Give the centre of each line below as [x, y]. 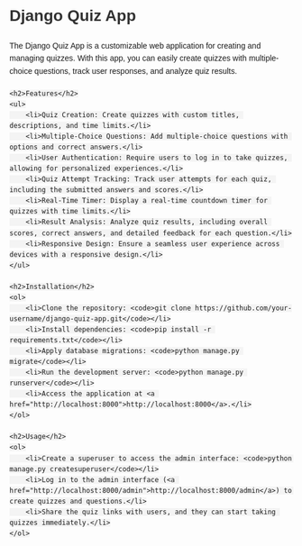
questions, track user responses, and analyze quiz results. [136, 71]
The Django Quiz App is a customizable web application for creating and [135, 45]
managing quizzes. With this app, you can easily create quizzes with [128, 59]
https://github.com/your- [244, 308]
